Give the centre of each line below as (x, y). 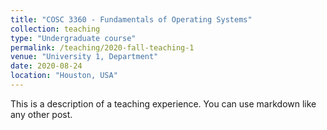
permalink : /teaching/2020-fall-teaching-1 (102, 47)
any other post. (41, 114)
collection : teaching (55, 29)
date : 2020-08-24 (46, 66)
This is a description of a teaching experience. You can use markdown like (163, 103)
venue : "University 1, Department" (84, 57)
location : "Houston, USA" (64, 76)
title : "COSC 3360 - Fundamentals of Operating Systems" (131, 19)
